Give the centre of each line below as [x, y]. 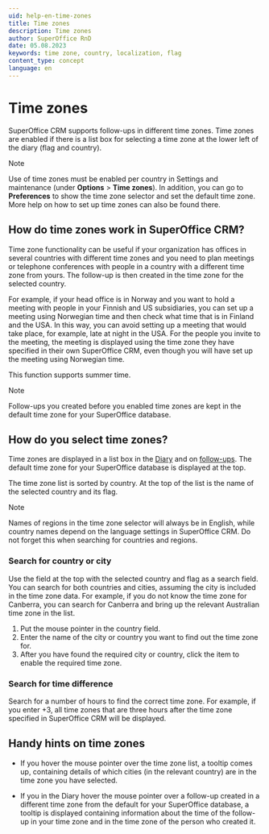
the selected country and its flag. [63, 492]
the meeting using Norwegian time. [66, 359]
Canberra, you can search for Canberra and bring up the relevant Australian [134, 604]
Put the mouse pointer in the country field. [90, 629]
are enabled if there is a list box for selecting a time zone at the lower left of [134, 139]
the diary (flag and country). [55, 147]
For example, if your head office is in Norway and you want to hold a [122, 299]
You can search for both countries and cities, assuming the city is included [132, 587]
